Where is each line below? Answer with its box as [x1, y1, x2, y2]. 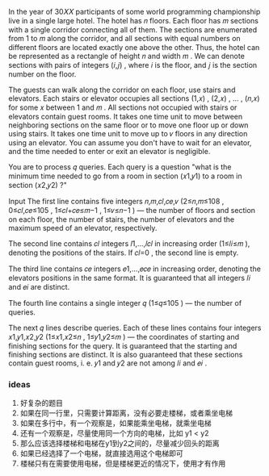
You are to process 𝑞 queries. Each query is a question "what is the [8, 162, 232, 172]
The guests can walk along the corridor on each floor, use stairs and [8, 85, 236, 94]
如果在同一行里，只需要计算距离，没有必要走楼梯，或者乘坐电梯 [19, 408, 233, 418]
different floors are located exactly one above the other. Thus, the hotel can [8, 43, 260, 52]
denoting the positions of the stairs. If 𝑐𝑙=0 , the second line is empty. [8, 248, 239, 257]
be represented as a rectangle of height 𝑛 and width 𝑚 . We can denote [8, 52, 245, 61]
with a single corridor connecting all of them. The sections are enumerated [8, 25, 258, 35]
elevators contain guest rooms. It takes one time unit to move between [8, 112, 243, 121]
